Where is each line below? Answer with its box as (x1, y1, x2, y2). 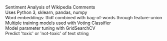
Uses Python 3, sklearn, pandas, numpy (5, 9, 87, 15)
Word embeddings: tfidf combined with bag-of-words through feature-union (5, 15, 162, 20)
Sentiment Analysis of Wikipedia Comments (5, 4, 95, 10)
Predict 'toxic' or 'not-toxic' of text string (5, 31, 89, 36)
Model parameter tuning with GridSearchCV (5, 25, 96, 31)
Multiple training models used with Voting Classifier (5, 20, 111, 26)
